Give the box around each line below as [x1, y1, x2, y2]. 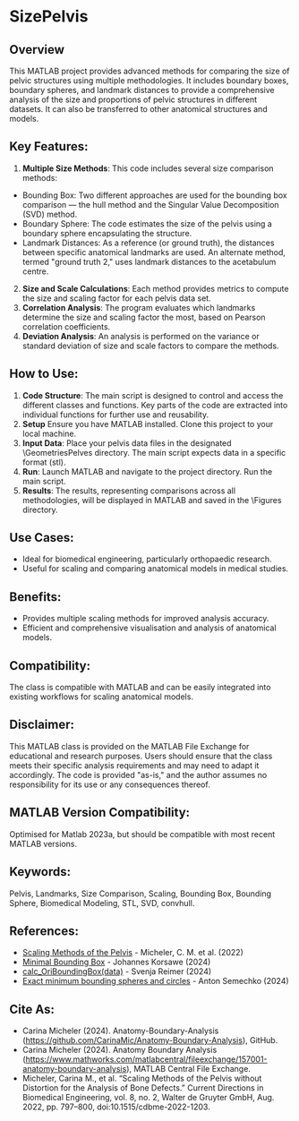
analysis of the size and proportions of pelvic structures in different [9, 94, 258, 105]
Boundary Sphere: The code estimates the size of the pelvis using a [21, 218, 273, 229]
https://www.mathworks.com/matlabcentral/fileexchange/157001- [25, 1054, 268, 1065]
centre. [21, 266, 49, 277]
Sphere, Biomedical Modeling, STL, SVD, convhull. [9, 897, 195, 908]
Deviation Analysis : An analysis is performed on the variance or [21, 330, 260, 341]
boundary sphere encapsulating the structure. [21, 227, 192, 238]
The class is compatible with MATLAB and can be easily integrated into [9, 682, 271, 693]
